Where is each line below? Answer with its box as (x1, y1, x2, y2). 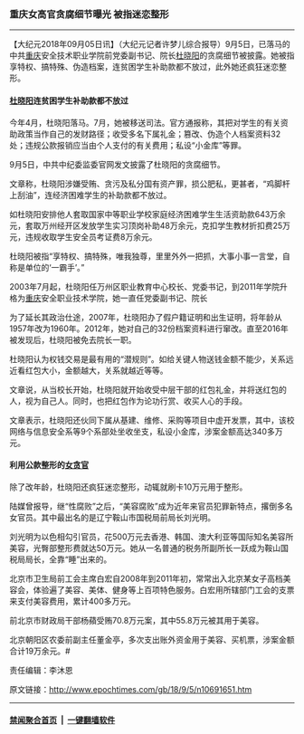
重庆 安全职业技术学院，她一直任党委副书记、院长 (25, 292, 208, 303)
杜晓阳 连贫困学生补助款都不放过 (9, 95, 128, 106)
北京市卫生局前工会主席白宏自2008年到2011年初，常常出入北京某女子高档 (9, 573, 283, 584)
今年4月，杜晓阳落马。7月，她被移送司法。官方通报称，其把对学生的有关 (9, 117, 280, 128)
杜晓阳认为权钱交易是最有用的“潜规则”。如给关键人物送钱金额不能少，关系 (9, 353, 287, 364)
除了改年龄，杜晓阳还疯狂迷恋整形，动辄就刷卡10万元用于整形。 (9, 481, 248, 492)
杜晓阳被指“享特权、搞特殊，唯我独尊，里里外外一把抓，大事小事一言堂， (9, 251, 283, 262)
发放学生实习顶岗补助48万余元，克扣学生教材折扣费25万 (80, 220, 291, 231)
